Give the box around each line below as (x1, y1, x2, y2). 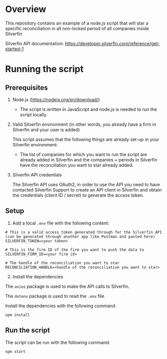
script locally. (19, 111, 47, 117)
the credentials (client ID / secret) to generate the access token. (12, 192, 144, 198)
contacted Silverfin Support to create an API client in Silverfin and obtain (12, 187, 162, 193)
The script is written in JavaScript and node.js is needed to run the (19, 106, 157, 112)
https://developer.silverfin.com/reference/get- (64, 40, 160, 46)
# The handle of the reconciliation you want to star (5, 260, 120, 265)
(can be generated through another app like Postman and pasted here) (5, 234, 155, 239)
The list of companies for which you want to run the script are (19, 151, 147, 157)
